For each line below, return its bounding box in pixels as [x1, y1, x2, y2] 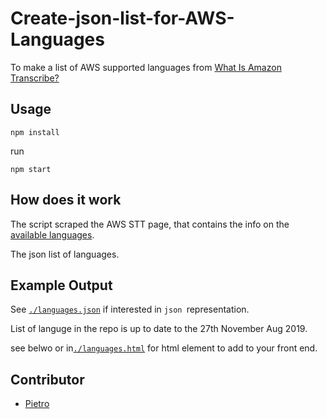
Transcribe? [10, 72, 60, 84]
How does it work [10, 192, 122, 209]
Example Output [10, 277, 113, 294]
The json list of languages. [10, 248, 120, 260]
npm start [10, 164, 52, 174]
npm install [10, 127, 60, 137]
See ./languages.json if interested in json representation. [10, 303, 250, 316]
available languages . [10, 228, 95, 241]
